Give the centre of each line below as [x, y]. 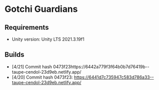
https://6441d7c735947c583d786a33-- [114, 77]
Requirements [27, 27]
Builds [15, 55]
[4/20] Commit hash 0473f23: [42, 77]
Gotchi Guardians [41, 9]
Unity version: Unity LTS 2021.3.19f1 [48, 39]
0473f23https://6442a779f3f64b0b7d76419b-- [101, 67]
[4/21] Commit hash [32, 67]
